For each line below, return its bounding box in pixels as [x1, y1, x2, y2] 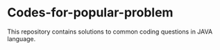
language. [7, 34, 36, 42]
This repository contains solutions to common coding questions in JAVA [7, 27, 213, 36]
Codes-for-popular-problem [7, 5, 174, 21]
